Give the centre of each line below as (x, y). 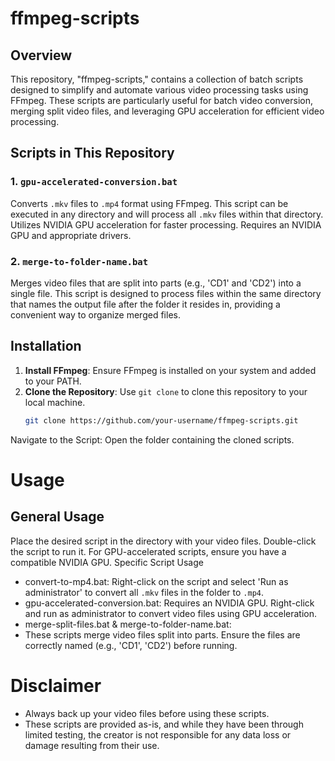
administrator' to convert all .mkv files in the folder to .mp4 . (144, 592)
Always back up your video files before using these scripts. (147, 713)
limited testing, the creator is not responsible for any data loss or (158, 734)
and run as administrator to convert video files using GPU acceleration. (171, 613)
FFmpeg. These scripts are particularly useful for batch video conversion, (161, 100)
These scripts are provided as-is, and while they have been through (164, 724)
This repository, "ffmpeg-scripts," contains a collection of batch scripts (157, 79)
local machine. (55, 402)
